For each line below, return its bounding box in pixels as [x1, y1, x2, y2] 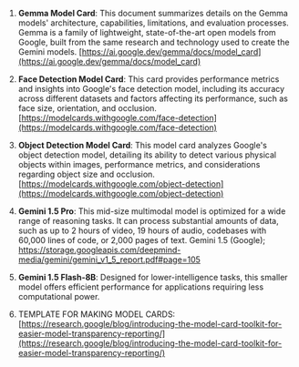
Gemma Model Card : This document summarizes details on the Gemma [17, 8, 289, 18]
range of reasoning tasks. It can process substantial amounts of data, [17, 216, 280, 226]
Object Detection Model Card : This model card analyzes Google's [17, 140, 267, 150]
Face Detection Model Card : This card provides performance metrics [17, 74, 280, 85]
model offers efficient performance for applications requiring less [17, 281, 264, 292]
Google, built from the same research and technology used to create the [17, 36, 290, 47]
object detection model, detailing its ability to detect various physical [17, 149, 276, 160]
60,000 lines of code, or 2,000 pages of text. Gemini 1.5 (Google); [17, 235, 266, 245]
